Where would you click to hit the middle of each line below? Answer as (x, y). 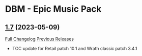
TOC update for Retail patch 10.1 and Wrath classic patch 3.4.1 (75, 48)
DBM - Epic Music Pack (53, 9)
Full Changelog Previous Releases (40, 39)
